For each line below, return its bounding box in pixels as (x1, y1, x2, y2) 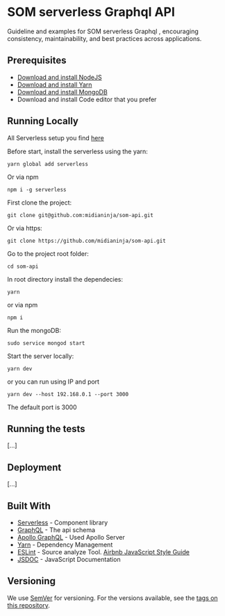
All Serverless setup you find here (7, 133, 104, 142)
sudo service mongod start (7, 339, 85, 347)
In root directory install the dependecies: (7, 275, 124, 283)
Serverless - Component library (17, 518, 108, 527)
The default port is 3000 (7, 403, 78, 411)
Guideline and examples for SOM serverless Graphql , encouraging (7, 27, 199, 35)
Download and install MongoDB (17, 87, 108, 96)
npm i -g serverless (7, 186, 67, 193)
